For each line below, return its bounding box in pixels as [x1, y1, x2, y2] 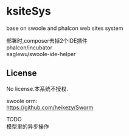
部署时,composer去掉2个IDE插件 [6, 37, 88, 44]
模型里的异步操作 [6, 123, 49, 130]
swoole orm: [6, 97, 38, 104]
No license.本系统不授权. [6, 85, 68, 92]
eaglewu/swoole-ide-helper [6, 50, 76, 57]
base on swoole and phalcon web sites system [6, 24, 124, 32]
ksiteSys [6, 4, 52, 18]
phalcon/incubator [6, 44, 53, 51]
